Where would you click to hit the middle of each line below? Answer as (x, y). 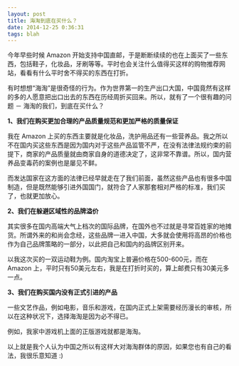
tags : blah (23, 34)
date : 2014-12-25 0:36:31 (46, 27)
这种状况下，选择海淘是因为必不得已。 (76, 316)
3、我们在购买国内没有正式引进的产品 (63, 293)
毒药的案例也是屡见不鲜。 (63, 163)
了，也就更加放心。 (36, 196)
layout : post (27, 14)
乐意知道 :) (48, 356)
